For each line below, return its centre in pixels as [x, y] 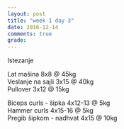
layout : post [27, 14]
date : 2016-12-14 [33, 27]
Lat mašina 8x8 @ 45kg [42, 74]
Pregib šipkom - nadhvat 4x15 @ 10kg [62, 118]
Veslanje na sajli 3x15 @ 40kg [51, 82]
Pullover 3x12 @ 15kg [38, 89]
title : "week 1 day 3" [41, 21]
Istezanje [21, 60]
